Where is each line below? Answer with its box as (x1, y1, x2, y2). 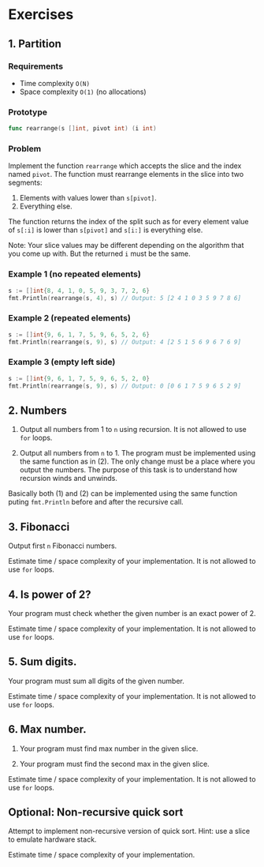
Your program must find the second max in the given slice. (19, 759, 210, 768)
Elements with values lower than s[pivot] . (19, 193, 158, 203)
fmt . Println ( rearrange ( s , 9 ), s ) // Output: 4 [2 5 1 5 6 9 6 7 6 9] (8, 338, 242, 346)
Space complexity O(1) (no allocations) (19, 87, 147, 96)
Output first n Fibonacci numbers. (8, 541, 117, 550)
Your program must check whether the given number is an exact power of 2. (8, 608, 256, 617)
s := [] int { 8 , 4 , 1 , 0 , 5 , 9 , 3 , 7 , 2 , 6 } (8, 287, 150, 295)
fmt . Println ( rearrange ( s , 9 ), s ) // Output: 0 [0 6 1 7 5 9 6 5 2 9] (8, 381, 242, 390)
